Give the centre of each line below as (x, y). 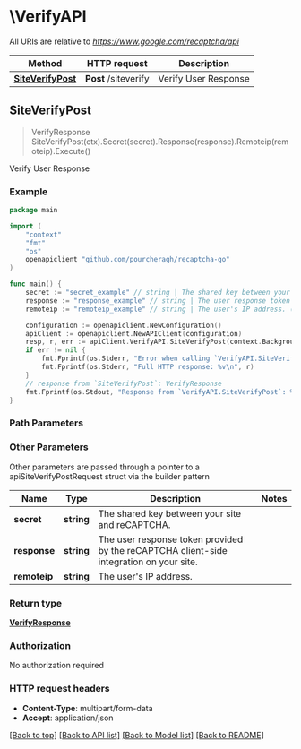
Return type (36, 603)
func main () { (36, 284)
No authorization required (57, 666)
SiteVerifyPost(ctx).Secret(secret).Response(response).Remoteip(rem (160, 142)
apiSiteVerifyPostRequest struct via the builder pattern (110, 476)
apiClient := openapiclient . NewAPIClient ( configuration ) (134, 333)
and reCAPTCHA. (134, 524)
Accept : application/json (68, 718)
